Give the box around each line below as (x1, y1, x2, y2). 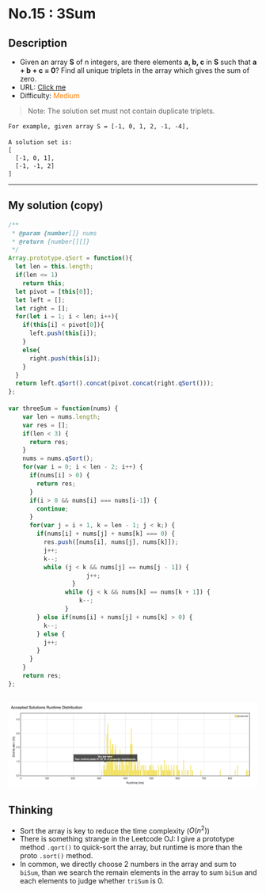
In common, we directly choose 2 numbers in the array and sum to (19, 860, 237, 869)
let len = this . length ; (15, 263, 93, 271)
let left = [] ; (15, 296, 66, 304)
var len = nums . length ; (22, 412, 101, 420)
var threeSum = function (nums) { (8, 405, 119, 412)
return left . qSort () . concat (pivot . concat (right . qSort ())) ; (15, 379, 215, 388)
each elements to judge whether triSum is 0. (19, 876, 165, 886)
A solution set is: (8, 139, 73, 146)
